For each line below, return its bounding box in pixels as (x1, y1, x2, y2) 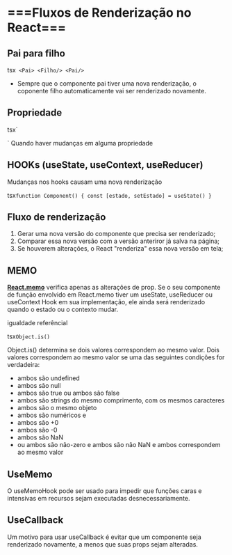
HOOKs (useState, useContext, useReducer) (7, 159, 204, 171)
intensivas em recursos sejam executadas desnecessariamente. (7, 494, 190, 503)
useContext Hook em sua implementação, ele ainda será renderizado (7, 298, 206, 306)
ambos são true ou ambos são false (17, 389, 120, 398)
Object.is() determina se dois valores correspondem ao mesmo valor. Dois (7, 346, 220, 354)
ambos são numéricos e (17, 411, 87, 419)
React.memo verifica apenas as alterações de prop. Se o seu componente (7, 283, 221, 292)
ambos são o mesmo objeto (17, 404, 97, 412)
